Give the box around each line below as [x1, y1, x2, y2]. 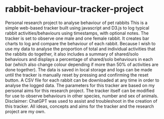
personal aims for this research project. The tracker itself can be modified [5, 88, 155, 93]
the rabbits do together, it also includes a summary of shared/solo [5, 51, 139, 57]
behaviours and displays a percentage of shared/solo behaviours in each [5, 56, 153, 62]
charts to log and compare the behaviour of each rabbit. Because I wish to [5, 40, 156, 46]
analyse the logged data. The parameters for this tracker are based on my [5, 82, 155, 88]
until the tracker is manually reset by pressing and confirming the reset [5, 72, 149, 78]
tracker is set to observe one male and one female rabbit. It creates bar [5, 35, 149, 41]
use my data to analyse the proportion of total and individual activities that [5, 46, 156, 52]
